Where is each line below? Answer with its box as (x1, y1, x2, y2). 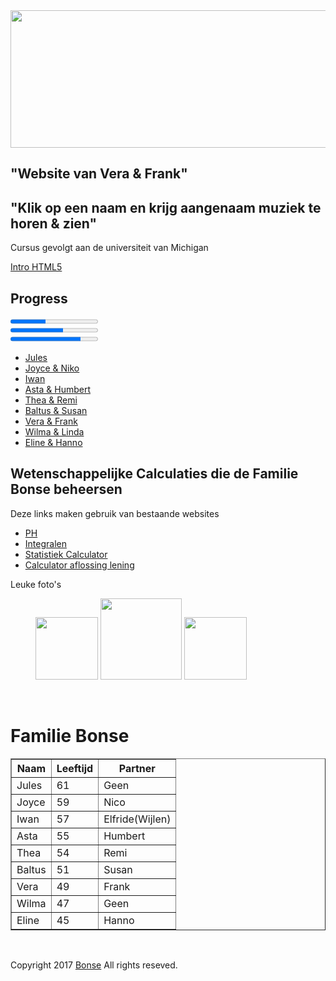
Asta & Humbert (24, 384, 91, 396)
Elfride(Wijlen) (103, 812, 172, 826)
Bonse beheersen (10, 481, 123, 498)
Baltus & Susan (24, 405, 88, 417)
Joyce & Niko (24, 362, 80, 374)
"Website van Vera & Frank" (10, 165, 188, 183)
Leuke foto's (10, 578, 62, 590)
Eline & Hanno (24, 437, 83, 449)
